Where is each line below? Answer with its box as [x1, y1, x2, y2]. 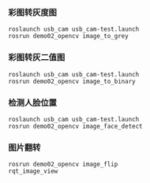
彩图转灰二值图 [8, 52, 66, 63]
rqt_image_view [8, 167, 58, 175]
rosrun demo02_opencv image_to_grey [8, 32, 129, 40]
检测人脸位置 [8, 97, 58, 108]
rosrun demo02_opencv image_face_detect [8, 122, 144, 130]
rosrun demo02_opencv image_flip [8, 160, 118, 169]
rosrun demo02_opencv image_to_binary [8, 77, 136, 85]
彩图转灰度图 [8, 6, 58, 17]
